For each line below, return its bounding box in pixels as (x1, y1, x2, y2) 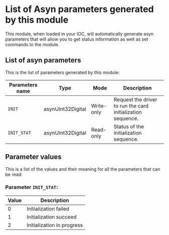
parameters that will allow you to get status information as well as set (5, 36, 148, 42)
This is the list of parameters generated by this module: (5, 69, 120, 75)
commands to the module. (5, 41, 59, 47)
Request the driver (113, 96, 157, 103)
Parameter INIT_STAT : (5, 184, 58, 191)
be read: (5, 171, 23, 177)
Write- (91, 102, 107, 109)
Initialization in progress (27, 221, 83, 228)
